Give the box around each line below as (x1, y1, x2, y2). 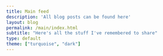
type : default (6, 36, 41, 41)
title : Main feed (6, 8, 49, 15)
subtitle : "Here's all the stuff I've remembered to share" (6, 30, 158, 36)
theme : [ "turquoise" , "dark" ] (6, 41, 81, 47)
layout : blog (6, 19, 39, 25)
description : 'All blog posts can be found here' (6, 14, 132, 20)
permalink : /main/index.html (6, 24, 78, 31)
